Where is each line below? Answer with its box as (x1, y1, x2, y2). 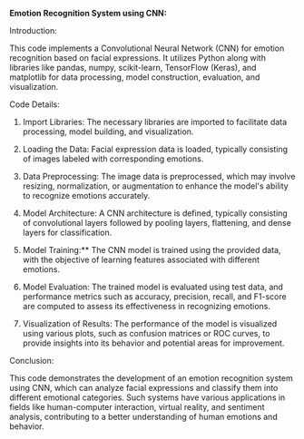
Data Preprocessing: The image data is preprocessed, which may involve (22, 171, 296, 181)
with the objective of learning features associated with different (22, 254, 260, 265)
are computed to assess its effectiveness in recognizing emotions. (22, 301, 270, 311)
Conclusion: (9, 356, 54, 366)
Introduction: (9, 25, 57, 35)
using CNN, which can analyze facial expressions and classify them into (9, 383, 279, 393)
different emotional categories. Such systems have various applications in (9, 392, 286, 403)
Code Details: (9, 99, 61, 110)
